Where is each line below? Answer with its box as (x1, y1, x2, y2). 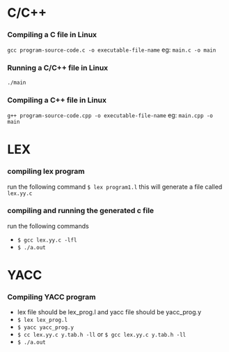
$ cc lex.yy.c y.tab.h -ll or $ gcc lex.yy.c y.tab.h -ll (17, 330, 187, 339)
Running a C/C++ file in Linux (7, 63, 109, 73)
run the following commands (7, 221, 89, 230)
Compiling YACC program (7, 292, 96, 302)
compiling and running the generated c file (7, 206, 155, 216)
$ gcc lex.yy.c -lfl (17, 236, 77, 244)
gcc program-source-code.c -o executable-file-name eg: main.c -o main (7, 45, 216, 54)
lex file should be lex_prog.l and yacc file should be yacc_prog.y (17, 308, 202, 316)
